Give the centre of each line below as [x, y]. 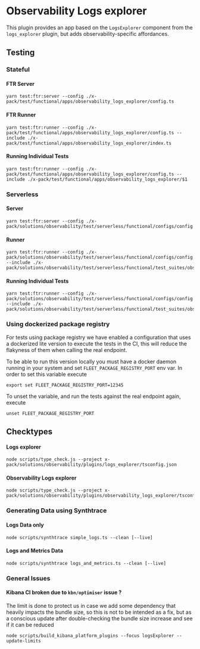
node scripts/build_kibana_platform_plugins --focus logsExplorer [90, 636]
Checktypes [29, 432]
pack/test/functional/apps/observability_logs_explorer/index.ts [89, 143]
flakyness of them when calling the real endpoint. [67, 350]
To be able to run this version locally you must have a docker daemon [91, 361]
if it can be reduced [30, 625]
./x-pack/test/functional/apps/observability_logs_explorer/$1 [107, 179]
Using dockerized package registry [58, 324]
